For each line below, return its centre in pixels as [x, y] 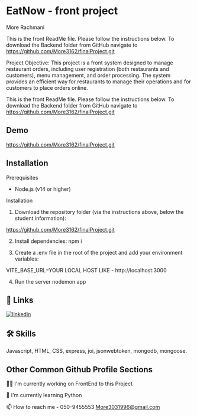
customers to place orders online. [47, 87]
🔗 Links [20, 300]
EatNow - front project [62, 11]
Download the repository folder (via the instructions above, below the [99, 212]
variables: [27, 259]
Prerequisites [22, 177]
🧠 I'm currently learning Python [44, 395]
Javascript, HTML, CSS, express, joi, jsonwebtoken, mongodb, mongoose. [97, 351]
